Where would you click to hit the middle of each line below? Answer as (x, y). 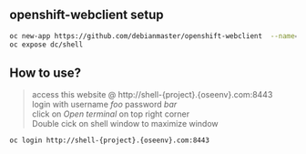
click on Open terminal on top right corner (110, 114)
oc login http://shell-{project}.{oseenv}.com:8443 (109, 140)
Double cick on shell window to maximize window (125, 124)
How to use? (46, 72)
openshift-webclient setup (87, 15)
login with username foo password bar (104, 105)
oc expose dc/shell (46, 45)
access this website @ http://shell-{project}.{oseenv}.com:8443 (152, 95)
